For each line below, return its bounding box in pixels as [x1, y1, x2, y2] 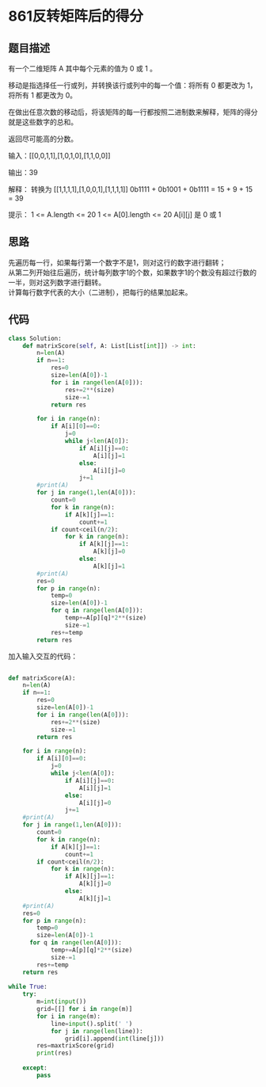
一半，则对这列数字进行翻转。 [8, 277, 105, 287]
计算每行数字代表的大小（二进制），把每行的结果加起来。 [8, 287, 192, 297]
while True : [8, 983, 47, 991]
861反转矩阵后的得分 [8, 7, 144, 25]
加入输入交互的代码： [8, 651, 78, 661]
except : [22, 1064, 47, 1072]
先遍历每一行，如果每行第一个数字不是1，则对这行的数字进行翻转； [8, 257, 226, 267]
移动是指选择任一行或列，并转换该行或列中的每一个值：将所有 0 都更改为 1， [8, 81, 257, 90]
